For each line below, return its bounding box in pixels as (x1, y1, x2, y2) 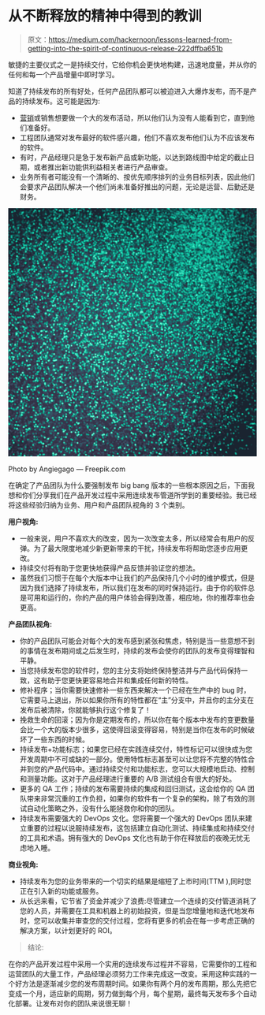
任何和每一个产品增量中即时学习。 (8, 69, 119, 79)
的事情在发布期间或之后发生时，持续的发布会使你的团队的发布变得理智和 (19, 645, 255, 655)
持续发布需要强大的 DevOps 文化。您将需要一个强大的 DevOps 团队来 (19, 813, 246, 823)
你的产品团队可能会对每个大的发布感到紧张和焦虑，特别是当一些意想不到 (19, 636, 255, 645)
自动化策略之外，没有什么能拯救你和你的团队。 (26, 803, 179, 812)
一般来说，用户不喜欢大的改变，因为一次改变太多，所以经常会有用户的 (19, 534, 248, 543)
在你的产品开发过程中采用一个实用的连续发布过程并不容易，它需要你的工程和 (8, 959, 257, 969)
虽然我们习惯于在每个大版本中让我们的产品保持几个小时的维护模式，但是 (19, 573, 255, 582)
